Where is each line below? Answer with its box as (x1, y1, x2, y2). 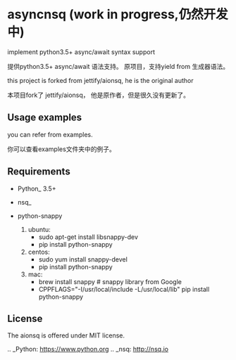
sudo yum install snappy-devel (38, 255, 128, 264)
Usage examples (7, 112, 82, 124)
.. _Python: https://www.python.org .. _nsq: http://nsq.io (7, 345, 169, 354)
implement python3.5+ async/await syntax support (7, 47, 155, 56)
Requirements (7, 166, 70, 178)
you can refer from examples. (7, 130, 93, 139)
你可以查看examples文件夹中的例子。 (7, 145, 116, 153)
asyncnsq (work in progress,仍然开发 (7, 6, 228, 22)
